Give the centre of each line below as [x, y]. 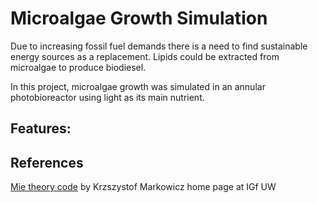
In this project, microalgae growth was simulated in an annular [138, 86]
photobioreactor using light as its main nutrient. [107, 97]
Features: [41, 128]
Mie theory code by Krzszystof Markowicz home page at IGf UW [143, 187]
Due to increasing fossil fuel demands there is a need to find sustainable [159, 46]
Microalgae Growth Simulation [139, 18]
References [47, 162]
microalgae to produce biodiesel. [78, 67]
